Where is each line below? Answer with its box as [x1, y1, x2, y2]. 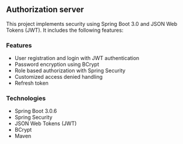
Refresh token [14, 79, 49, 87]
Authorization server [6, 5, 84, 15]
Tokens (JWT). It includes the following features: [6, 26, 124, 34]
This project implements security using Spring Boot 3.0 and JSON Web [6, 20, 178, 27]
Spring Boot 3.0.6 [14, 108, 57, 115]
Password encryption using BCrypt [14, 61, 100, 68]
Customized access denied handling [14, 73, 103, 81]
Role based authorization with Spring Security [14, 67, 126, 74]
